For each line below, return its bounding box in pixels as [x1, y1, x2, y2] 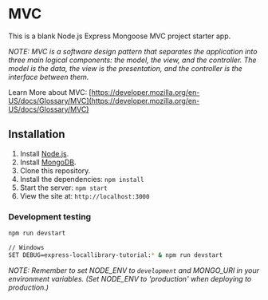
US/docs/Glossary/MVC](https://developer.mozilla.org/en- [8, 96, 200, 105]
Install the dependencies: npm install [19, 174, 144, 184]
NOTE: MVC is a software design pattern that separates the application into [8, 46, 258, 56]
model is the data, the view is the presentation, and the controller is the [8, 63, 243, 73]
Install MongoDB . [19, 157, 77, 167]
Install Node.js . [19, 148, 69, 158]
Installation [8, 128, 65, 141]
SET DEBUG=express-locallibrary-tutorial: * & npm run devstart [8, 251, 223, 259]
